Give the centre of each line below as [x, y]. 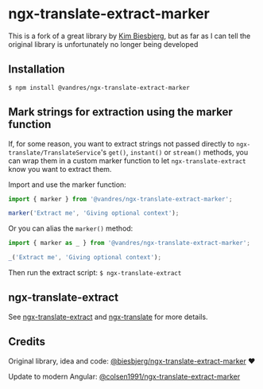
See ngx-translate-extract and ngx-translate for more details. [108, 317]
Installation [37, 70]
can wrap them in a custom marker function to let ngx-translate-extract [127, 161]
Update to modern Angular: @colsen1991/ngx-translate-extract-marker [124, 376]
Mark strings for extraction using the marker [120, 112]
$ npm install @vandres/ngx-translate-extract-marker [99, 88]
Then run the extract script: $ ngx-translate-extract [95, 273]
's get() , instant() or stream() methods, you [174, 152]
